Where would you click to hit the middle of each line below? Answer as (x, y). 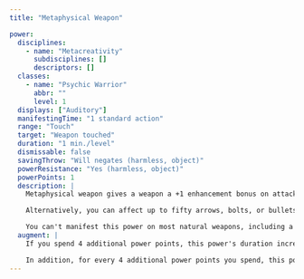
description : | (46, 186)
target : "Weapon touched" (66, 135)
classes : (34, 77)
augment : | (38, 236)
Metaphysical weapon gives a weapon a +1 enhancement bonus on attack (161, 194)
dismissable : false (54, 152)
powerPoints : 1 (46, 178)
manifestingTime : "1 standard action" (91, 119)
